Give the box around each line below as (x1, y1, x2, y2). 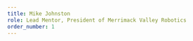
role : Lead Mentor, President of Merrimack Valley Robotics (7, 17, 187, 24)
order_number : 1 (7, 23, 55, 30)
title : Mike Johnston (7, 10, 71, 17)
